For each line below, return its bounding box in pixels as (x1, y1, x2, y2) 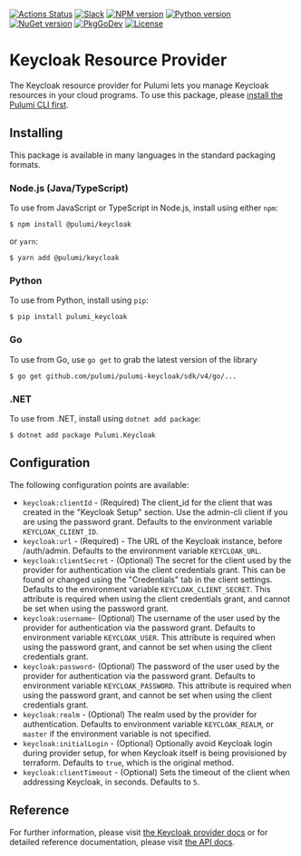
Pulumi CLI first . (9, 99, 70, 110)
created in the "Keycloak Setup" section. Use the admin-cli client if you (22, 506, 288, 517)
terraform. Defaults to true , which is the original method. (22, 757, 234, 768)
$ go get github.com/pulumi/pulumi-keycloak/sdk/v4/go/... (9, 372, 238, 381)
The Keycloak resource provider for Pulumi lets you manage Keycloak (9, 80, 269, 91)
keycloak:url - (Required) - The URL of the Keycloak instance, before (22, 535, 283, 546)
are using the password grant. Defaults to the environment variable (22, 516, 273, 527)
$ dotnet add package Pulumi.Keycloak (9, 431, 156, 440)
